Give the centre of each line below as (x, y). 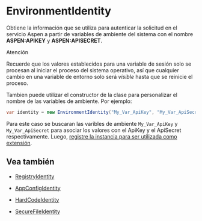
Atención (17, 52)
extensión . (19, 143)
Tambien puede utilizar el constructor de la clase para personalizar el (92, 95)
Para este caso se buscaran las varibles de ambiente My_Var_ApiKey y (92, 123)
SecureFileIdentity (38, 211)
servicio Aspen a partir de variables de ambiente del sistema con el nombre (100, 34)
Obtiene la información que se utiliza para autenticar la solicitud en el (92, 28)
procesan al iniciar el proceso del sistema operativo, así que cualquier (93, 70)
